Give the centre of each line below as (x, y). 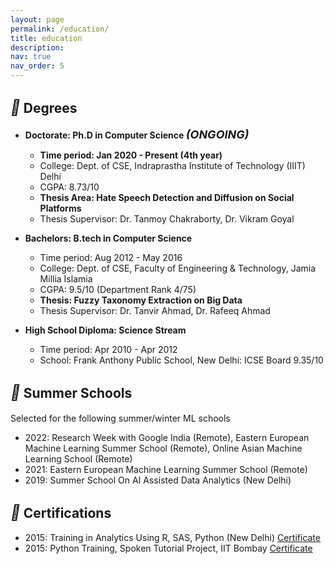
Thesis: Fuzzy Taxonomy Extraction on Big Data (141, 300)
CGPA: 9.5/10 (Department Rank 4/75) (118, 289)
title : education (46, 38)
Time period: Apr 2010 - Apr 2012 (108, 349)
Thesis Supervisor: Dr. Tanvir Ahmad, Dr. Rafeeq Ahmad (155, 310)
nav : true (31, 57)
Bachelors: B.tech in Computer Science (108, 238)
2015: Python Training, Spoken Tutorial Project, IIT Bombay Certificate (168, 548)
